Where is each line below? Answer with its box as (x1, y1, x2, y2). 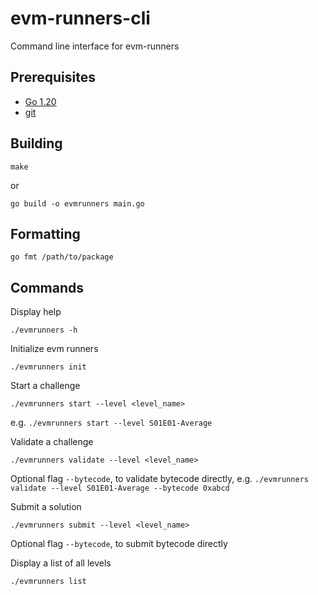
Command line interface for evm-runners (10, 40, 180, 52)
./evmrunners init (10, 362, 87, 372)
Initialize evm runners (10, 343, 99, 355)
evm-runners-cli (10, 7, 151, 30)
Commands (10, 279, 85, 296)
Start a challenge (10, 380, 81, 392)
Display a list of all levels (10, 557, 112, 569)
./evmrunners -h (10, 325, 78, 336)
